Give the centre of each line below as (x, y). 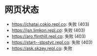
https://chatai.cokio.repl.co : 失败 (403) (50, 24)
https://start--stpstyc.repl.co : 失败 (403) (52, 42)
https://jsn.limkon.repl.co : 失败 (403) (48, 30)
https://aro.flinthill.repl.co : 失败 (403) (49, 36)
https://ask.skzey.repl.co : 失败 (42, 48)
